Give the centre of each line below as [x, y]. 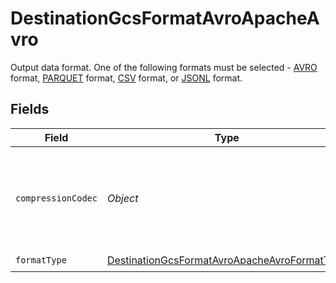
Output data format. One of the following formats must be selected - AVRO [164, 67]
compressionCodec [56, 198]
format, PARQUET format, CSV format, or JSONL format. [126, 78]
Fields [30, 109]
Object [122, 198]
